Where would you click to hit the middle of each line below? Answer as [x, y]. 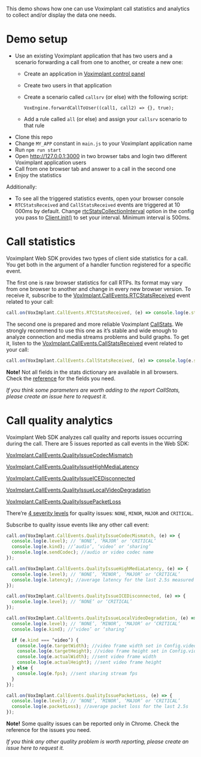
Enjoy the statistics [38, 175]
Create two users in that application [68, 85]
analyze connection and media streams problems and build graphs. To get [98, 337]
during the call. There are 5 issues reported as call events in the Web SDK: [98, 443]
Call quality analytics [60, 420]
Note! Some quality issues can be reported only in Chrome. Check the [93, 723]
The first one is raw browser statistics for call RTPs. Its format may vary [94, 282]
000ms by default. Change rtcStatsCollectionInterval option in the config [104, 211]
